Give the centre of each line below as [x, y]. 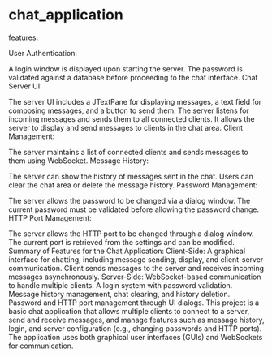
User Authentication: [43, 53]
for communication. [41, 346]
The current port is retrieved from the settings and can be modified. [122, 242]
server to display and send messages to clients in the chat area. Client [126, 127]
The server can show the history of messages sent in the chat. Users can [131, 176]
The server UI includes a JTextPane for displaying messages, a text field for [135, 101]
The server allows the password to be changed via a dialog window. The [130, 200]
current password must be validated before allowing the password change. [134, 209]
